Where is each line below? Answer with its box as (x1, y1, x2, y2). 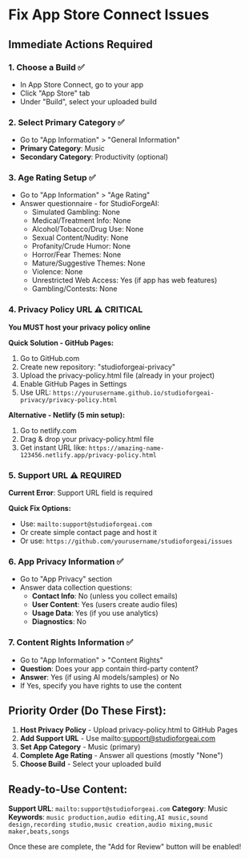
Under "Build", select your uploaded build (19, 96, 158, 106)
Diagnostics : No (31, 617, 86, 626)
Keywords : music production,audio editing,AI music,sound (8, 812, 208, 822)
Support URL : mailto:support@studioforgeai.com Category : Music (8, 804, 228, 813)
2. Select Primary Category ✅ (8, 116, 126, 128)
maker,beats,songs (8, 828, 70, 836)
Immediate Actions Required (8, 38, 154, 51)
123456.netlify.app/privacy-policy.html (19, 451, 157, 459)
